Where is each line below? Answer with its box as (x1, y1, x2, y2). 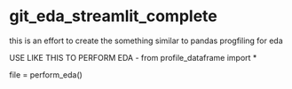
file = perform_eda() (9, 69, 83, 80)
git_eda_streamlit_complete (9, 6, 217, 26)
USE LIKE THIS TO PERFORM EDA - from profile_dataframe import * (9, 52, 257, 63)
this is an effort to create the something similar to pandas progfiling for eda (9, 35, 284, 46)
